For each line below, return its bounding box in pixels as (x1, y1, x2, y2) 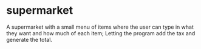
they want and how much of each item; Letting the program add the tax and (6, 29, 196, 36)
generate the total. (6, 36, 53, 43)
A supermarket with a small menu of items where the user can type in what (6, 23, 194, 30)
